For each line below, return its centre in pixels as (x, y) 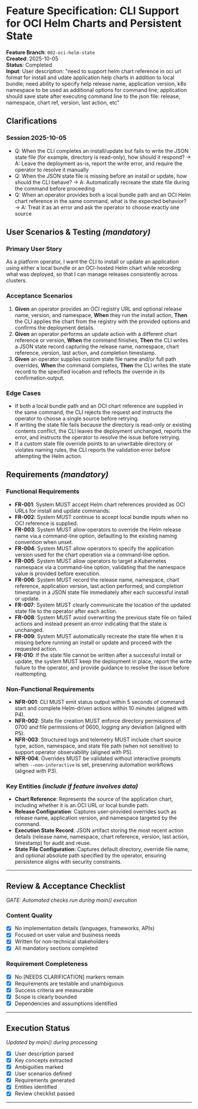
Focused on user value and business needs (67, 935)
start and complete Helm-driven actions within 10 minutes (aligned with (101, 708)
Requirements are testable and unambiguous (69, 983)
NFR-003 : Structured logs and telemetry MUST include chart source (98, 739)
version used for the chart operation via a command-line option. (92, 554)
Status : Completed (29, 65)
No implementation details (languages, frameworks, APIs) (85, 928)
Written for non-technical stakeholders (62, 942)
